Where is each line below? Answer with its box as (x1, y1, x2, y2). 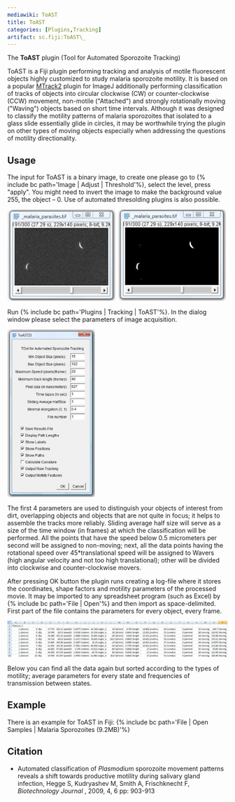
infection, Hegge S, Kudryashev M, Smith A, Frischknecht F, (17, 779, 190, 787)
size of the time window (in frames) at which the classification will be (7, 526, 206, 535)
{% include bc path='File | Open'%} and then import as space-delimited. (7, 600, 216, 608)
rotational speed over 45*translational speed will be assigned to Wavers (7, 548, 215, 557)
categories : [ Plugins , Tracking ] (7, 26, 101, 33)
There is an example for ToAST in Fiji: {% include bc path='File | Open (7, 718, 208, 726)
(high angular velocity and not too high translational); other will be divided (7, 556, 220, 565)
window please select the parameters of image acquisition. (7, 315, 178, 324)
